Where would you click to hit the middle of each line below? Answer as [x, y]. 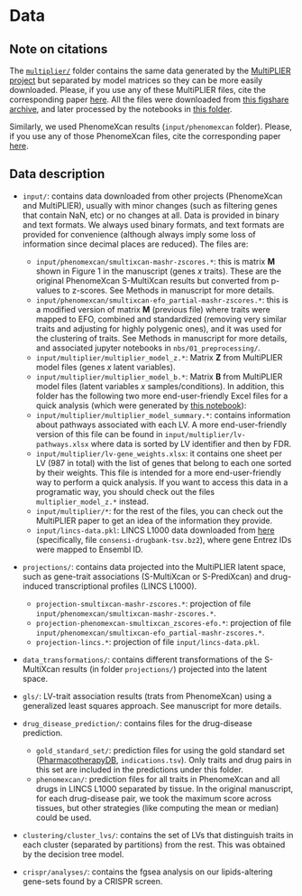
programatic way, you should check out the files [125, 491]
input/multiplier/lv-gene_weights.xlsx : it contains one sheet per [159, 453]
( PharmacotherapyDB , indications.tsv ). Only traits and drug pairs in [164, 760]
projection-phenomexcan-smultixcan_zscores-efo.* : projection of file [163, 622]
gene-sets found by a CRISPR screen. [92, 881]
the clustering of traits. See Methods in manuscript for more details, [161, 338]
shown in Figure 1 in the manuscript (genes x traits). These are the [159, 271]
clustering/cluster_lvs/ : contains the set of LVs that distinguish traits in [158, 835]
